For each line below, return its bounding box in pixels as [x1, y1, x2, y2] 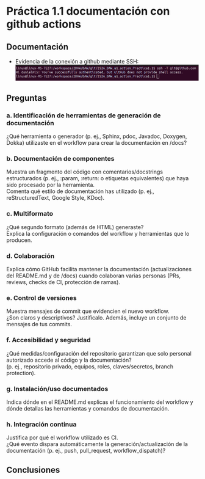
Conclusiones [6, 464, 60, 475]
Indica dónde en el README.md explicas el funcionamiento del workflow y [6, 398, 193, 406]
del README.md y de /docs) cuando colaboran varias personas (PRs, [6, 272, 181, 279]
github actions [6, 17, 81, 31]
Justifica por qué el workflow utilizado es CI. [6, 434, 118, 441]
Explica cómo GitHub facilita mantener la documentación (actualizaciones [6, 265, 192, 272]
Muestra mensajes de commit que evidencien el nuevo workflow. [6, 307, 170, 315]
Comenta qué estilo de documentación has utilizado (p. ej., [6, 188, 154, 195]
